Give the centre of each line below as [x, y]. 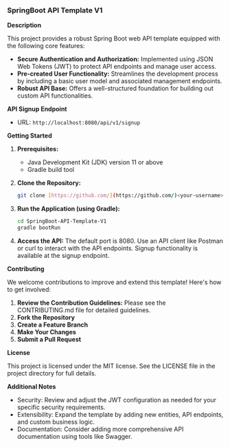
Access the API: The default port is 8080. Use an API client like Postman [120, 241]
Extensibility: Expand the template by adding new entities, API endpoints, [120, 414]
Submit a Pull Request [49, 339]
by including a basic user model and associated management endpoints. [119, 81]
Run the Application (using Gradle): [68, 209]
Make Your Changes [47, 331]
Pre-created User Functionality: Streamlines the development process [117, 74]
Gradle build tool [50, 170]
